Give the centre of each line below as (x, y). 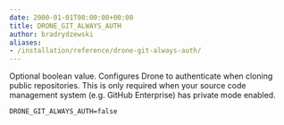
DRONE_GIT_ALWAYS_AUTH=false (63, 112)
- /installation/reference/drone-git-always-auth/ (105, 51)
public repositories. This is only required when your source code (128, 86)
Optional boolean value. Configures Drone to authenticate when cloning (141, 76)
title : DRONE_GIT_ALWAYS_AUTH (66, 26)
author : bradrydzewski (51, 34)
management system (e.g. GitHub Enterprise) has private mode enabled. (142, 96)
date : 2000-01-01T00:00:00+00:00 (71, 17)
